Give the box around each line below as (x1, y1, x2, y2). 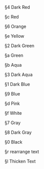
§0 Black (4, 139, 23, 145)
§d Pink (4, 100, 20, 106)
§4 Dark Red (4, 4, 30, 10)
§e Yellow (4, 33, 25, 39)
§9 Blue (4, 91, 20, 96)
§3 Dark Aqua (4, 72, 33, 78)
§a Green (4, 52, 23, 58)
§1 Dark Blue (4, 82, 30, 87)
